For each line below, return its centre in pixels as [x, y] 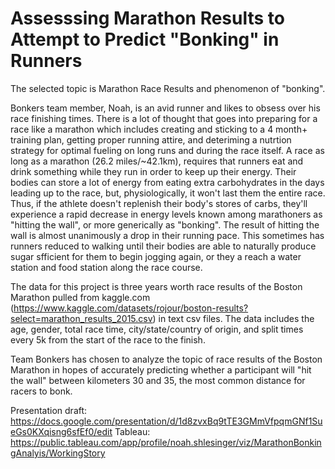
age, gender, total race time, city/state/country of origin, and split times [157, 329]
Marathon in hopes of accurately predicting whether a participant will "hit [161, 369]
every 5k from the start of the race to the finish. [108, 339]
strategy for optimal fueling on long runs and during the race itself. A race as [167, 150]
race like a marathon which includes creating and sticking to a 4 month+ [159, 129]
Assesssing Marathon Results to [147, 18]
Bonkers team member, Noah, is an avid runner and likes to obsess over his [165, 108]
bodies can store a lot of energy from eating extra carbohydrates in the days [167, 182]
